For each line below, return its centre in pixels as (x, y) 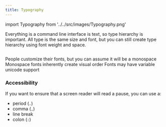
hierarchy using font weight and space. (46, 45)
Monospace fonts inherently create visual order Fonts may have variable (80, 64)
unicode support (22, 70)
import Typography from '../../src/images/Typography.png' (66, 24)
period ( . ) (23, 103)
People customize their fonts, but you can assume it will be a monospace (81, 59)
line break (23, 114)
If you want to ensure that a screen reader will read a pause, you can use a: (83, 93)
